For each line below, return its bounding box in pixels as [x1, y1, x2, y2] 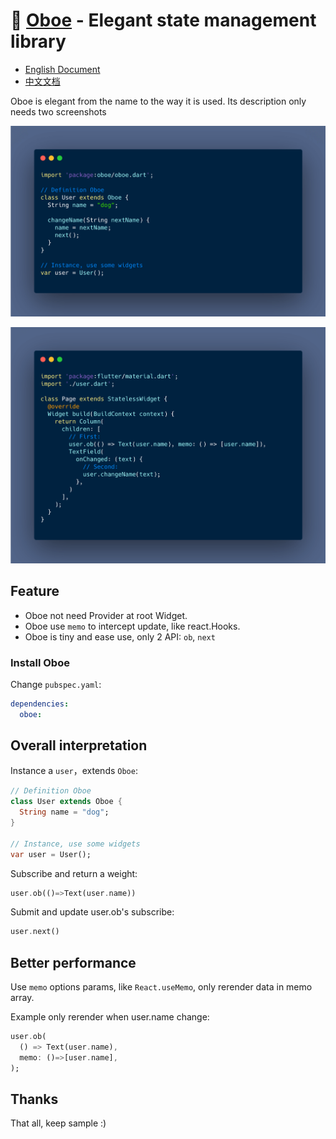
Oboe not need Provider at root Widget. [24, 609, 188, 621]
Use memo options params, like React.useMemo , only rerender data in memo [10, 981, 313, 993]
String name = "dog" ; [19, 807, 110, 818]
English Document [24, 63, 101, 75]
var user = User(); [10, 849, 92, 859]
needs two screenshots [10, 105, 107, 118]
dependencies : [10, 699, 70, 709]
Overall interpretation [10, 737, 148, 754]
